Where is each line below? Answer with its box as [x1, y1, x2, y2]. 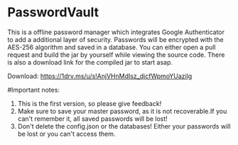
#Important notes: [7, 85, 60, 94]
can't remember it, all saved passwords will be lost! [17, 114, 168, 123]
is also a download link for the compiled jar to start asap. [7, 58, 173, 66]
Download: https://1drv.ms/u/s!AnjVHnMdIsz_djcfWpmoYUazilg [7, 72, 193, 80]
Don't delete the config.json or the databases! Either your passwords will [17, 122, 231, 130]
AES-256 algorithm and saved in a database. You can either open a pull [7, 43, 216, 51]
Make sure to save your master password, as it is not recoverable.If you [17, 107, 227, 115]
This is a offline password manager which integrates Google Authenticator [7, 28, 225, 36]
